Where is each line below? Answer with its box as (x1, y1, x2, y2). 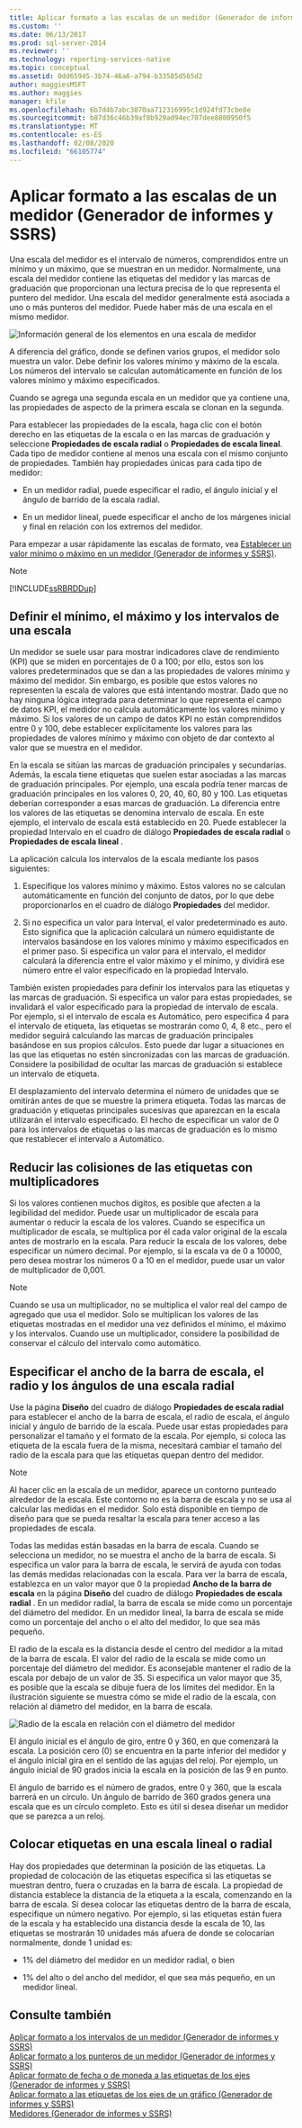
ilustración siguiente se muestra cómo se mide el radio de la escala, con (9, 1692, 277, 1702)
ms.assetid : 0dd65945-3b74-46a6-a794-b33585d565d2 (9, 72, 203, 81)
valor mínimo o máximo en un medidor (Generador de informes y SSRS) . (9, 548, 277, 559)
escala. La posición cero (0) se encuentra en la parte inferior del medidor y (9, 1746, 287, 1755)
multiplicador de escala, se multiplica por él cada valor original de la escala (9, 1226, 288, 1237)
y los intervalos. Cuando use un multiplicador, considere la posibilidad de (9, 1328, 280, 1339)
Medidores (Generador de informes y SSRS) (9, 2107, 173, 2119)
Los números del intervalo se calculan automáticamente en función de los (9, 365, 283, 376)
